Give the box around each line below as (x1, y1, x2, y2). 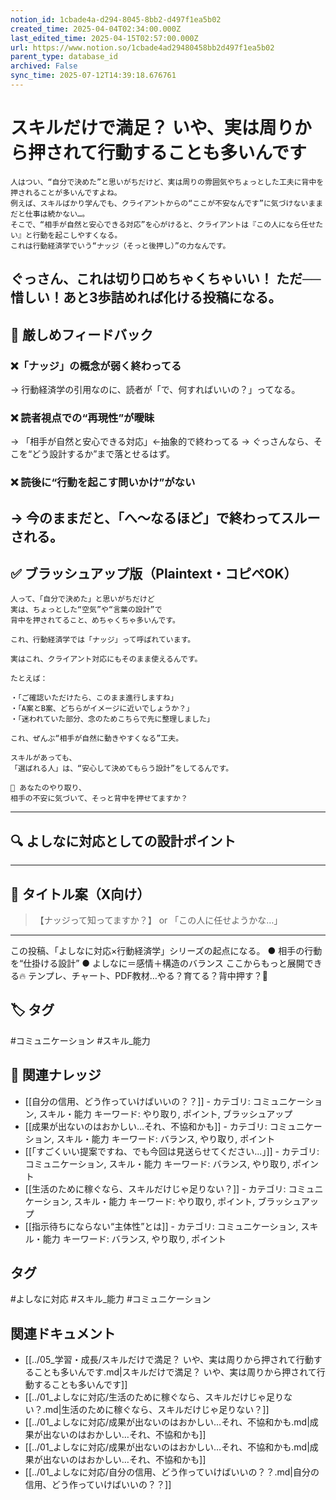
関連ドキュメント (10, 1325, 116, 1342)
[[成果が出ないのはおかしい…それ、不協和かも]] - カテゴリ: (24, 1120, 268, 1132)
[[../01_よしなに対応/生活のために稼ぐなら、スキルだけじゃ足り (24, 1391, 285, 1403)
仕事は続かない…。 (24, 209, 90, 219)
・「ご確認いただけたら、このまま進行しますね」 (10, 693, 178, 703)
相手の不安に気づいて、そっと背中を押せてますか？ (10, 794, 188, 804)
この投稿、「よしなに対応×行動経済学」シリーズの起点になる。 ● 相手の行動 (10, 944, 323, 956)
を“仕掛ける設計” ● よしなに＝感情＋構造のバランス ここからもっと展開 (10, 957, 305, 969)
